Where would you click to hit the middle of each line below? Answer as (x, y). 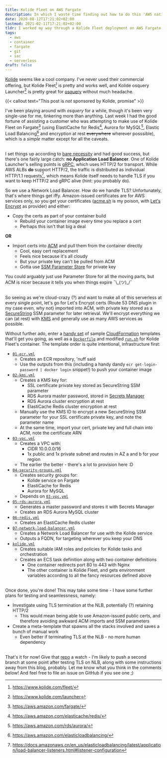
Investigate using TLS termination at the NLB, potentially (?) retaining (83, 605)
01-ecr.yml (24, 354)
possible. (14, 324)
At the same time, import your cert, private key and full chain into (86, 428)
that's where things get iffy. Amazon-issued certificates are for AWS (75, 196)
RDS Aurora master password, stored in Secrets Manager (86, 396)
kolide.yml (24, 544)
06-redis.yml (26, 518)
